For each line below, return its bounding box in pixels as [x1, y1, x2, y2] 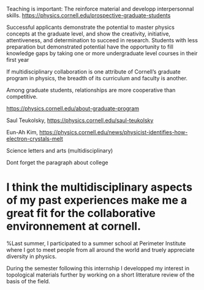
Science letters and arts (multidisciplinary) [6, 147, 113, 154]
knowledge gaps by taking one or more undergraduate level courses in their [6, 50, 198, 57]
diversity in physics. [6, 253, 57, 260]
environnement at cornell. [6, 219, 142, 234]
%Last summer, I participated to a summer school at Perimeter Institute [6, 239, 186, 247]
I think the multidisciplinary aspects [6, 180, 193, 194]
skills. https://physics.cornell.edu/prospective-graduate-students [6, 12, 171, 19]
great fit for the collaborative [6, 207, 156, 220]
